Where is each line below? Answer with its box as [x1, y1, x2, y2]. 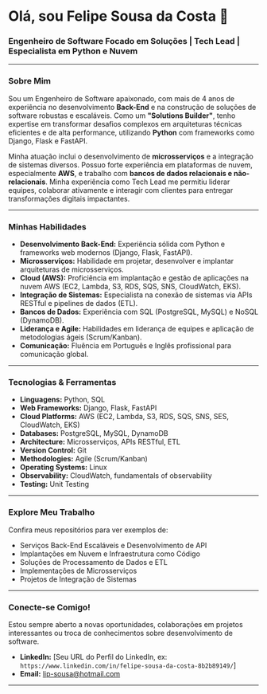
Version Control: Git [19, 445, 87, 455]
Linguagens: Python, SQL [19, 394, 106, 405]
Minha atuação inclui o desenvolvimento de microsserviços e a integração [8, 151, 254, 161]
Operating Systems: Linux [19, 462, 107, 472]
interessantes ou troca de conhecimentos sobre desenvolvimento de [8, 628, 233, 637]
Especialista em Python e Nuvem [8, 45, 138, 57]
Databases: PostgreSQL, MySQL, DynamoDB [19, 429, 168, 438]
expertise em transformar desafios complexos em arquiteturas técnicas [8, 119, 242, 128]
